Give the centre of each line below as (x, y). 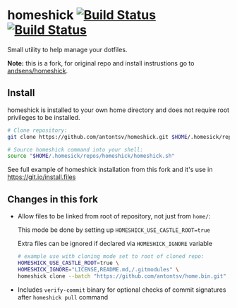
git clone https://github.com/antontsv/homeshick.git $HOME (98, 137)
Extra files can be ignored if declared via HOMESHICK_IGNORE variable (115, 244)
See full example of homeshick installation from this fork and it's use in (110, 170)
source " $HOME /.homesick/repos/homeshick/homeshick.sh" (91, 156)
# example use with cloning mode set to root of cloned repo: (111, 257)
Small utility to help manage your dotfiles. (67, 49)
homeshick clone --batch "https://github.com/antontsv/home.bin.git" (122, 276)
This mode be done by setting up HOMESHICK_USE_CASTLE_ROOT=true (114, 230)
